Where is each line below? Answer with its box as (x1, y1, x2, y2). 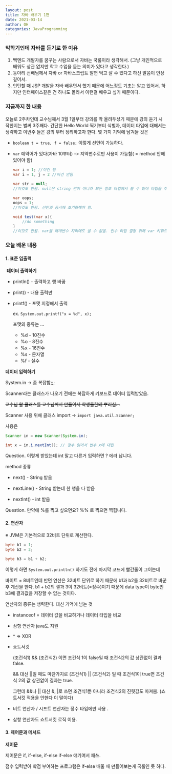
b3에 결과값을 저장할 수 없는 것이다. (5, 590, 77, 596)
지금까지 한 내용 (5, 103, 42, 110)
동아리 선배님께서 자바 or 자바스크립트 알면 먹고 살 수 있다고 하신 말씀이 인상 (12, 70, 165, 76)
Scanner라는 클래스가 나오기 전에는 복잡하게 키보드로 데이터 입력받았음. (5, 390, 149, 396)
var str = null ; (12, 182, 48, 187)
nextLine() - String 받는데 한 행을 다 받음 (12, 485, 95, 491)
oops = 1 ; (12, 200, 34, 205)
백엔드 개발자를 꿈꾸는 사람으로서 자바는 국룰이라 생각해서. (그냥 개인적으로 (12, 57, 162, 63)
